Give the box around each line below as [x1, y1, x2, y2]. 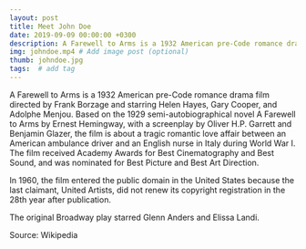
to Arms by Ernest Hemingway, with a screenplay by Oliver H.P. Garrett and [9, 118, 292, 129]
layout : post [9, 13, 59, 23]
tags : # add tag [9, 65, 76, 74]
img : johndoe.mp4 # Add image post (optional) [9, 47, 189, 57]
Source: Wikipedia [9, 229, 78, 240]
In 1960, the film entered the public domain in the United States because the [9, 174, 294, 185]
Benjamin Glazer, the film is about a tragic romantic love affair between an [9, 128, 287, 139]
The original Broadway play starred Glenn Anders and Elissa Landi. [9, 212, 260, 223]
